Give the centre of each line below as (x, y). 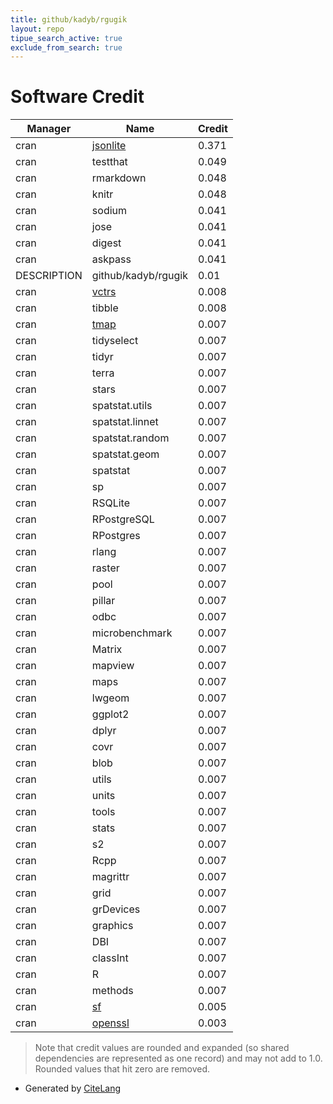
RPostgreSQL (123, 519)
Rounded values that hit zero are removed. (122, 1069)
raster (105, 568)
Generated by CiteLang (73, 1088)
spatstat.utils (122, 406)
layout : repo (37, 29)
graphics (112, 926)
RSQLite (110, 503)
